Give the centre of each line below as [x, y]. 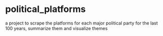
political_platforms [45, 9]
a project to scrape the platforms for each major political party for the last [82, 23]
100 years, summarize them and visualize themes [57, 28]
